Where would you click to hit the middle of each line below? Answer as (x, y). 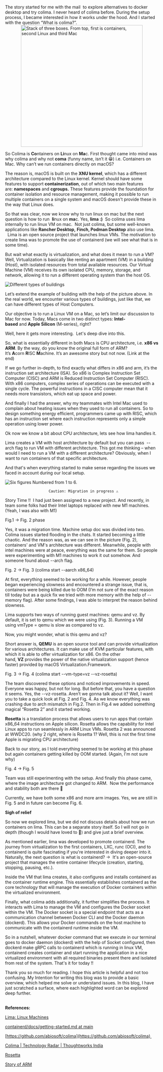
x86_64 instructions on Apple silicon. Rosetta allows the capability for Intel (80, 724)
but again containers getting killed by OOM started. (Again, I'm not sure (77, 754)
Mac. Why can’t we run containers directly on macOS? (60, 164)
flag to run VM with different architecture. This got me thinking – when (85, 448)
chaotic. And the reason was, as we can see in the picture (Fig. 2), (71, 540)
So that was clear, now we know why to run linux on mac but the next (75, 214)
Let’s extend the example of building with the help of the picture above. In (79, 294)
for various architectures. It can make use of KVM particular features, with (79, 649)
